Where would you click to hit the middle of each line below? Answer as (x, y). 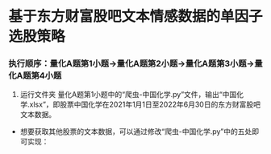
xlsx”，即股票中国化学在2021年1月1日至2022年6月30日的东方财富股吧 (145, 104)
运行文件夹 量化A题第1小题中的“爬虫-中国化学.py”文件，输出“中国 (128, 95)
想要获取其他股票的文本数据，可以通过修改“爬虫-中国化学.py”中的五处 (136, 132)
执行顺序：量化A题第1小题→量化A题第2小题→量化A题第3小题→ (131, 63)
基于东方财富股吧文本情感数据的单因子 (136, 16)
